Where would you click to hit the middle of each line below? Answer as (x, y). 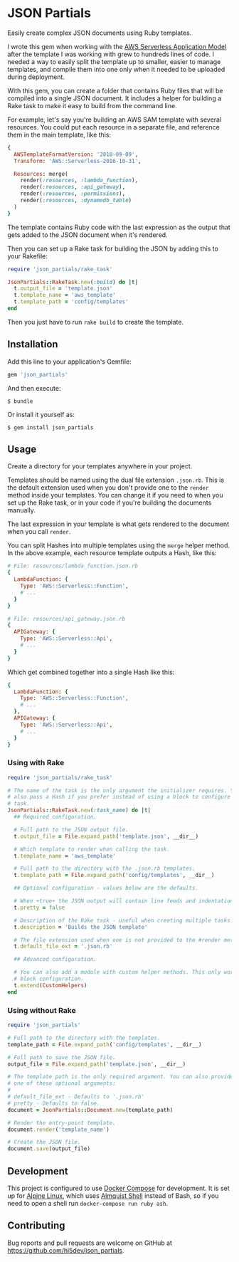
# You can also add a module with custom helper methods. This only (117, 972)
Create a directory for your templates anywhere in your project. (100, 466)
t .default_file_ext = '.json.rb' (63, 947)
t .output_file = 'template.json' (63, 289)
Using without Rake (42, 1010)
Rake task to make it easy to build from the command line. (92, 105)
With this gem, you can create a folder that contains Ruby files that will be (115, 90)
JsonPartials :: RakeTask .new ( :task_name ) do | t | (79, 810)
